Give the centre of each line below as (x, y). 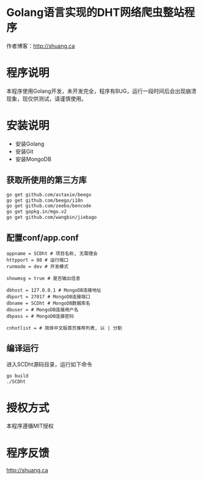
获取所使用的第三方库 (46, 180)
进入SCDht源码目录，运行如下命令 (50, 364)
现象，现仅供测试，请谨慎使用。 (46, 98)
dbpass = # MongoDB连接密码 (40, 316)
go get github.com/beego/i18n (45, 200)
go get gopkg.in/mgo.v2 (37, 212)
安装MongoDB (33, 159)
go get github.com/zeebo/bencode (49, 206)
